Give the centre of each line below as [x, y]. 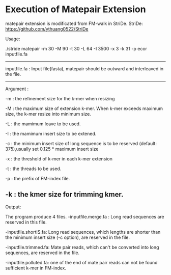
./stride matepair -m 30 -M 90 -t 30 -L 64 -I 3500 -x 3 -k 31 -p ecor [76, 48]
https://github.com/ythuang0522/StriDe [47, 29]
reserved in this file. [26, 222]
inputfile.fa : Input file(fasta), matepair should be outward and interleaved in [84, 68]
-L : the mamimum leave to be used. [43, 124]
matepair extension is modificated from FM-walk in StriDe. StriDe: [74, 23]
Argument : [17, 89]
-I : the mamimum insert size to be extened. [51, 133]
